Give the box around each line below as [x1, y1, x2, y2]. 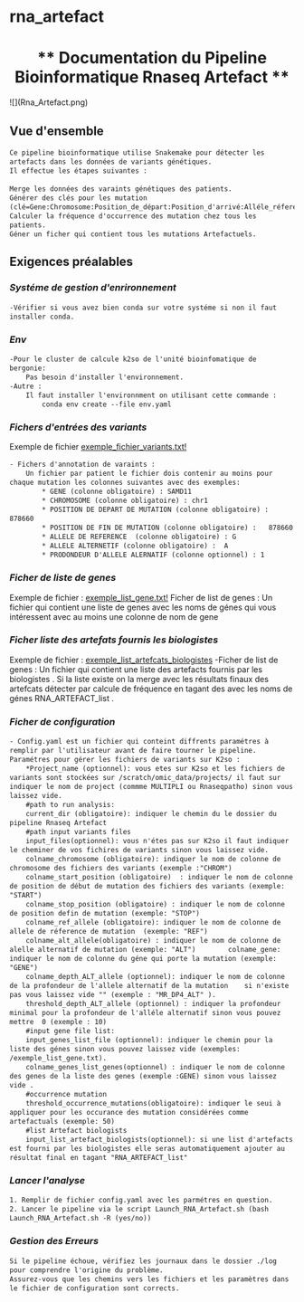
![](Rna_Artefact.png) [9, 97, 89, 108]
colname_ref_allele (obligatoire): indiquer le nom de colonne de [25, 918, 281, 927]
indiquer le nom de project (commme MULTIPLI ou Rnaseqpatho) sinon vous [9, 783, 294, 792]
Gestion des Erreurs [9, 1235, 100, 1248]
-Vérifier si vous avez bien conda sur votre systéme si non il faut [9, 303, 278, 312]
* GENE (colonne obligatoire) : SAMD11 [42, 487, 193, 497]
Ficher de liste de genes [9, 572, 117, 584]
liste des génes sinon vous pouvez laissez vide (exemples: [9, 1045, 242, 1054]
